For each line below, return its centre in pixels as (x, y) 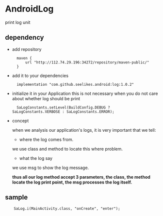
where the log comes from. (46, 139)
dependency (25, 38)
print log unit (18, 22)
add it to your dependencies (40, 76)
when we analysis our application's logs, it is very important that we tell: (84, 130)
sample (16, 197)
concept (20, 121)
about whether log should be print (46, 98)
